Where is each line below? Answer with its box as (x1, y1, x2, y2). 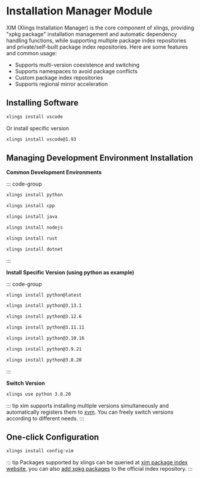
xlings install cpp (6, 203, 55, 209)
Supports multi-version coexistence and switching (14, 61, 140, 68)
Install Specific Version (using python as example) (6, 268, 135, 276)
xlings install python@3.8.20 (6, 357, 82, 363)
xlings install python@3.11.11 (6, 324, 85, 331)
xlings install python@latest (6, 292, 82, 298)
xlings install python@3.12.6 (6, 313, 82, 319)
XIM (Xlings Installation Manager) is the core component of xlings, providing (6, 24, 195, 31)
